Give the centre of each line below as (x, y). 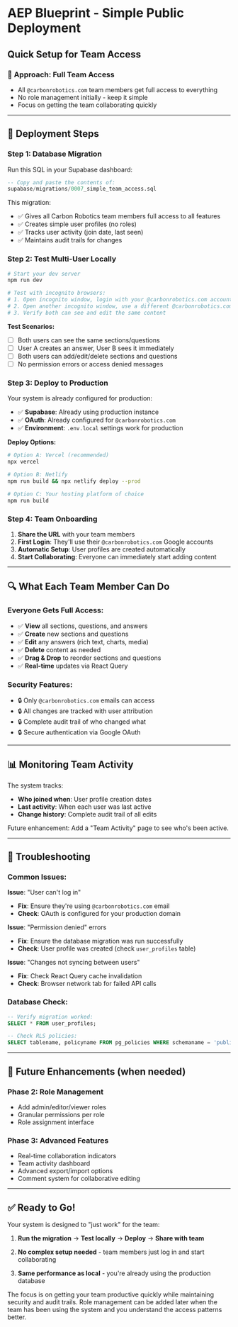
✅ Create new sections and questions (73, 634)
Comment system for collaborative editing (79, 1179)
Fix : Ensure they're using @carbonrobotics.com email (93, 906)
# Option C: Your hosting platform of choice (75, 494)
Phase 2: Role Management (56, 1092)
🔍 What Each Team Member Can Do (89, 587)
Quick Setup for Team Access (74, 54)
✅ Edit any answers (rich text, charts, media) (83, 642)
